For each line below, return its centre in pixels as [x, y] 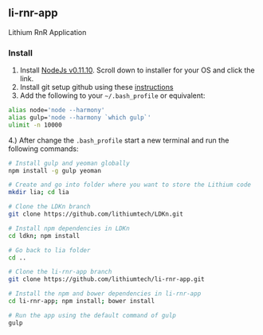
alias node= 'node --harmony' [57, 111]
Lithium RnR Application [47, 32]
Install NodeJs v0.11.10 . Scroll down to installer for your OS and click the [137, 70]
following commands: [43, 148]
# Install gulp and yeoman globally [69, 163]
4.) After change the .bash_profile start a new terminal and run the [119, 140]
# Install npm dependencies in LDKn [69, 228]
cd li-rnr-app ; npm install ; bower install [82, 302]
